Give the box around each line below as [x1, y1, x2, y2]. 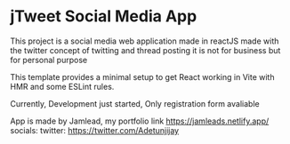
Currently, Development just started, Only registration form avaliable [10, 98, 261, 108]
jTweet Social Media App [10, 6, 197, 27]
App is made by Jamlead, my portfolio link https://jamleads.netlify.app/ [10, 116, 270, 126]
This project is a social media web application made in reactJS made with [10, 36, 279, 46]
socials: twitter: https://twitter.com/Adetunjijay [10, 124, 180, 135]
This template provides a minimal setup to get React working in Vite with [10, 71, 275, 82]
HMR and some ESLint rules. [10, 81, 115, 92]
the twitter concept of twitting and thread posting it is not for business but [10, 44, 281, 55]
